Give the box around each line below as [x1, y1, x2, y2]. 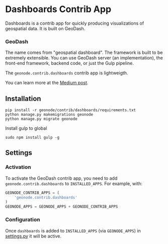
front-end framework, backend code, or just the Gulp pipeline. [5, 60, 134, 66]
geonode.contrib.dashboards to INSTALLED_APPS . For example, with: [5, 180, 142, 187]
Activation [5, 164, 31, 171]
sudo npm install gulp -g [5, 135, 59, 140]
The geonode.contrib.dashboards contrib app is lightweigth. [5, 70, 128, 76]
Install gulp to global [5, 125, 47, 131]
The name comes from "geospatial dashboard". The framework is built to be [5, 49, 163, 56]
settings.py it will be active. [5, 233, 62, 239]
